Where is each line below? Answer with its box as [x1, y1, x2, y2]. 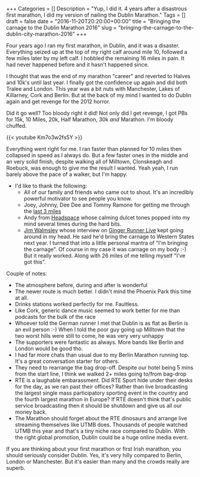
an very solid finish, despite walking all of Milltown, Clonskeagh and [6, 158, 173, 165]
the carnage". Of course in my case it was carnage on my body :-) [23, 246, 187, 253]
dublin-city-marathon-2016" [6, 30, 75, 38]
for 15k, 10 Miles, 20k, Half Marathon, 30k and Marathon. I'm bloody [6, 116, 174, 123]
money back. [14, 408, 47, 416]
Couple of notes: [6, 270, 48, 277]
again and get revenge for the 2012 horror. [6, 98, 110, 105]
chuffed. [6, 122, 27, 129]
